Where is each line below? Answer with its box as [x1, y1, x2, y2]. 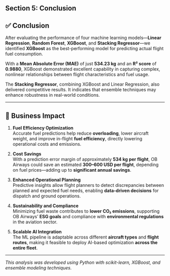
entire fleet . [12, 245, 38, 251]
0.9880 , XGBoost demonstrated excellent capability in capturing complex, [5, 66, 160, 72]
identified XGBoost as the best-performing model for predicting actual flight [5, 46, 164, 52]
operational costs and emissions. [12, 141, 82, 147]
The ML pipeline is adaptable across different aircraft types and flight [12, 234, 159, 240]
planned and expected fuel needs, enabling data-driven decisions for [12, 187, 159, 194]
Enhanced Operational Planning [12, 177, 81, 183]
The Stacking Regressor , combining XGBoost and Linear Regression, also [5, 81, 160, 88]
